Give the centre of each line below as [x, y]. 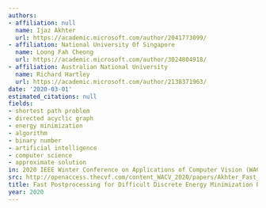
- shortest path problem [49, 112]
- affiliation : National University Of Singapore [92, 45]
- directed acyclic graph [51, 119]
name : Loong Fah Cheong [54, 52]
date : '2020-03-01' [40, 89]
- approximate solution [47, 163]
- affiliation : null [42, 23]
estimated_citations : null [53, 96]
